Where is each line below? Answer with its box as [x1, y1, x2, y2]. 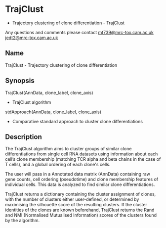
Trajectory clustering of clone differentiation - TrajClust [12, 20, 125, 26]
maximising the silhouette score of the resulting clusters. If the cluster [5, 202, 147, 208]
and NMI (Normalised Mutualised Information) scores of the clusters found [5, 212, 157, 218]
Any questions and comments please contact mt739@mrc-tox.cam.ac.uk [5, 29, 154, 35]
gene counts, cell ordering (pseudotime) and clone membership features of [5, 177, 159, 182]
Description [5, 133, 42, 141]
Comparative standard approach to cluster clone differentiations [12, 118, 143, 124]
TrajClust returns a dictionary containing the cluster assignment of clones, [5, 191, 156, 197]
